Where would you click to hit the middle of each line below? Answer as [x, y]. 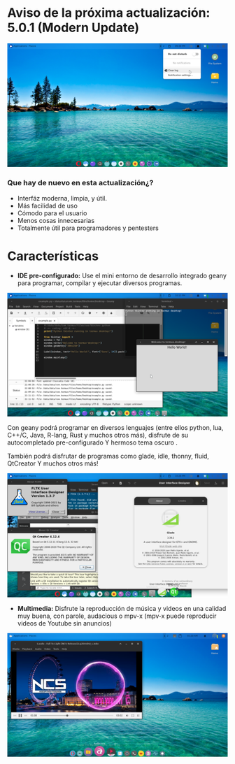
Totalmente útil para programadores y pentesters [88, 228]
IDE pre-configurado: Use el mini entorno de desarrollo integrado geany [122, 275]
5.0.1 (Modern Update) [73, 28]
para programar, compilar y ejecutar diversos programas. [100, 283]
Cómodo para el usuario [52, 213]
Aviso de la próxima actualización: [109, 13]
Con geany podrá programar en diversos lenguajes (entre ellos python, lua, [115, 428]
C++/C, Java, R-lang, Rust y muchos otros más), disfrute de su [98, 435]
